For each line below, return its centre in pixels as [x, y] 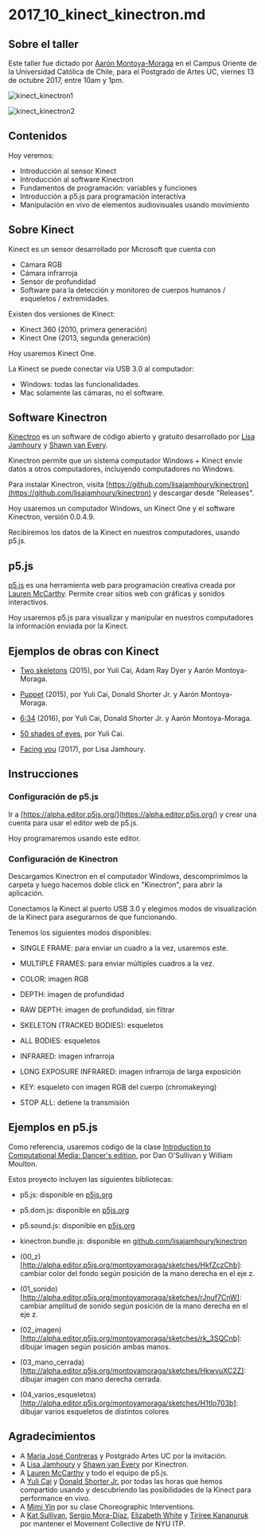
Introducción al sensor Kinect [68, 171]
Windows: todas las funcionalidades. [80, 384]
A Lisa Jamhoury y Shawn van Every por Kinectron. [104, 1464]
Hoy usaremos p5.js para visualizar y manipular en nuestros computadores [131, 618]
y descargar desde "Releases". [204, 493]
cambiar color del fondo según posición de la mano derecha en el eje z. [137, 1273]
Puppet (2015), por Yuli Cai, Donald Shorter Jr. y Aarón [109, 695]
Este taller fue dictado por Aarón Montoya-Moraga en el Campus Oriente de [132, 63]
